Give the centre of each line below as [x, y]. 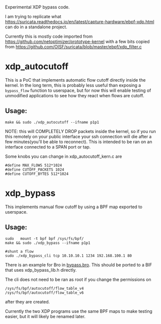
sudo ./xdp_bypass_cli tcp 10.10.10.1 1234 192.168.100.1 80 [69, 256]
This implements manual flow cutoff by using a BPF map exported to [74, 207]
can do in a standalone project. [36, 27]
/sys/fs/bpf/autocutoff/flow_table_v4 [44, 288]
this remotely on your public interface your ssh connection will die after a [79, 136]
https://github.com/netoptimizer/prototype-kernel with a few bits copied [77, 42]
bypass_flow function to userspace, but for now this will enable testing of [78, 90]
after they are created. [28, 302]
